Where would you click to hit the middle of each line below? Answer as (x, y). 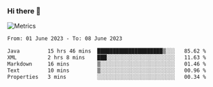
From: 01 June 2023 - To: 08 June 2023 (65, 39)
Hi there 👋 (24, 11)
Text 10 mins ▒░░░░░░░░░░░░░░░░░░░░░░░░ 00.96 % (107, 70)
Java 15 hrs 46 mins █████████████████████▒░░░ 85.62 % (107, 51)
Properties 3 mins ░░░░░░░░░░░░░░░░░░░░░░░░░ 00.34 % (107, 77)
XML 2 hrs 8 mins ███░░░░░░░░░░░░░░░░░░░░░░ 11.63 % (107, 58)
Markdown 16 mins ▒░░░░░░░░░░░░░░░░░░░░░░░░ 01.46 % (107, 64)
